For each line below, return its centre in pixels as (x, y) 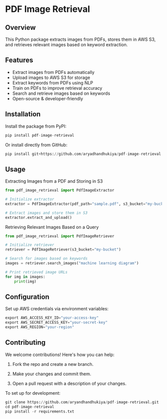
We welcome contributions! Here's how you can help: (60, 354)
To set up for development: (33, 393)
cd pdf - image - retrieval (30, 407)
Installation (23, 114)
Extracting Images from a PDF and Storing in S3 (54, 181)
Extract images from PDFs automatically (53, 72)
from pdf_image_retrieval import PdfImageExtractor (60, 190)
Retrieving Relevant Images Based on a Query (52, 227)
